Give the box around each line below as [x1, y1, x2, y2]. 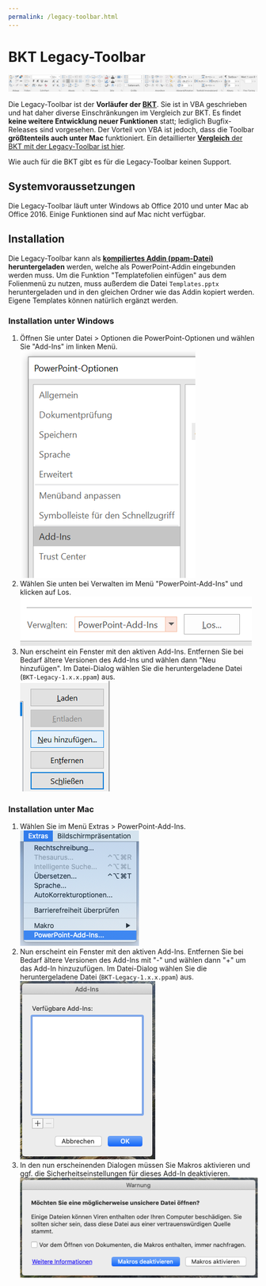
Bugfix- [207, 116, 232, 126]
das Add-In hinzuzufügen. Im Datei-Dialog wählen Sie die [19, 964, 207, 974]
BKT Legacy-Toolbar [8, 48, 146, 66]
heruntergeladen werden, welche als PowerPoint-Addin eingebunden [8, 261, 236, 271]
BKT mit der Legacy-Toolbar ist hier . [8, 142, 126, 151]
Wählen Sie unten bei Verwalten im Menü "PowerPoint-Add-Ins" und [19, 578, 243, 588]
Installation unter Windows [8, 315, 115, 326]
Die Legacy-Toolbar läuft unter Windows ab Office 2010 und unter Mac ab [8, 200, 249, 210]
